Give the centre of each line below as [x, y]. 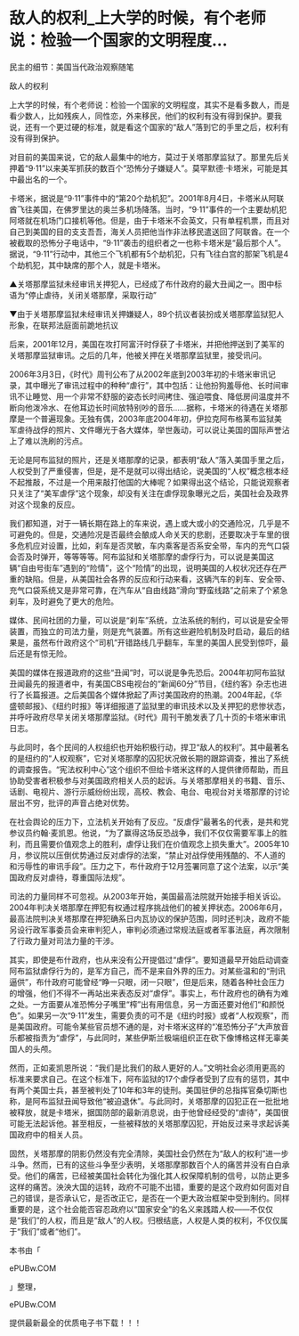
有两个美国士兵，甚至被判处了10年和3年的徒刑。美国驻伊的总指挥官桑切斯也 [148, 1090]
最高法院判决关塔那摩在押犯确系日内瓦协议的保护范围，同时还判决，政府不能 [149, 918]
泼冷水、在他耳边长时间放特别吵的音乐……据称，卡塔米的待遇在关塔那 [160, 407]
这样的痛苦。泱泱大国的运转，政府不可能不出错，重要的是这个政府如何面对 [145, 1186]
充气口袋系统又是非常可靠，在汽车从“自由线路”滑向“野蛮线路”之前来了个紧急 [149, 590]
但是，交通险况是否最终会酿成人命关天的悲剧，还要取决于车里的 [165, 534]
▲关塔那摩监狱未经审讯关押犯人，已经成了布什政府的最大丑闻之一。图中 [142, 284]
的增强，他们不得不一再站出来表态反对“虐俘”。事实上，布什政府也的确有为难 [149, 993]
